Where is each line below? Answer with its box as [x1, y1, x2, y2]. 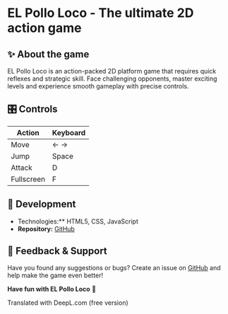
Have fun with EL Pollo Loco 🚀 [7, 285, 97, 293]
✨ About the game [7, 48, 90, 60]
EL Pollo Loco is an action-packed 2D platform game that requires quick [7, 67, 217, 75]
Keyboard [52, 127, 86, 137]
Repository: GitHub [17, 224, 76, 233]
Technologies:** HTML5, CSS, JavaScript [17, 217, 139, 226]
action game [7, 20, 82, 36]
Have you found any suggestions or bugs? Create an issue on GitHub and [7, 264, 221, 272]
